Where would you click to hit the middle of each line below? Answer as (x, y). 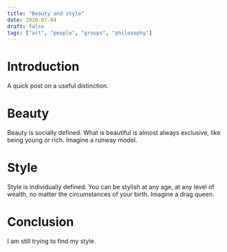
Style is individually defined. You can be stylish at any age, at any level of (111, 187)
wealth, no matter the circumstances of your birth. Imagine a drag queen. (111, 194)
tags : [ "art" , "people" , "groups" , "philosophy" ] (80, 33)
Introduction (43, 67)
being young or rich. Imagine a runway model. (72, 140)
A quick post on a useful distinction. (58, 86)
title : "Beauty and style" (46, 13)
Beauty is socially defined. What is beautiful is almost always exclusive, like (114, 133)
